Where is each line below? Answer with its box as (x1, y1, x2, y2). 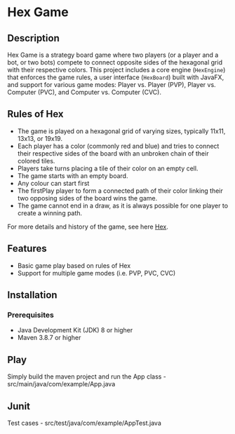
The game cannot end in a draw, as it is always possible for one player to (17, 201, 229, 210)
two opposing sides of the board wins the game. (17, 194, 158, 202)
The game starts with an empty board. (17, 171, 128, 179)
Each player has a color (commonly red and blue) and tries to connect (17, 142, 220, 150)
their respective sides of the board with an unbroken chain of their (17, 149, 209, 158)
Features (7, 243, 47, 255)
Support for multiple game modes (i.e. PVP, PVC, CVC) (17, 269, 176, 277)
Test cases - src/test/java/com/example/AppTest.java (7, 419, 161, 427)
